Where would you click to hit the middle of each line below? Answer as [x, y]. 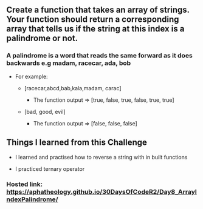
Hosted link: [25, 184]
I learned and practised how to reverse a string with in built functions [101, 157]
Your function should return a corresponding [93, 20]
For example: [31, 76]
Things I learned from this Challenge [77, 143]
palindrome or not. [42, 38]
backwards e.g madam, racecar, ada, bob [69, 63]
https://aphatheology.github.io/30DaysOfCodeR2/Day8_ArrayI [102, 192]
